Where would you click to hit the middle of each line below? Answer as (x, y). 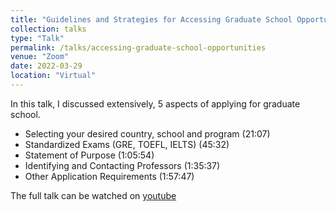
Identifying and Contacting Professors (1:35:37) (122, 165)
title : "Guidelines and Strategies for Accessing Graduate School (151, 19)
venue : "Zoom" (40, 57)
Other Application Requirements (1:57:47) (109, 176)
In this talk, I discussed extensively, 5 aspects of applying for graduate (155, 103)
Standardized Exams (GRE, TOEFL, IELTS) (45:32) (127, 144)
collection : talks (48, 29)
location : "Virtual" (53, 76)
